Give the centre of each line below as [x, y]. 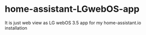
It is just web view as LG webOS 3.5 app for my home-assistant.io [73, 23]
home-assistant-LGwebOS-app [72, 9]
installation [16, 28]
